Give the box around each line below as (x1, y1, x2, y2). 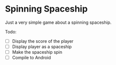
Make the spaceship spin (12, 49, 63, 55)
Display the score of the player (12, 38, 74, 44)
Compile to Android (12, 55, 51, 61)
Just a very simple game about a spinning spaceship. (5, 19, 112, 25)
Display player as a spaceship (12, 44, 72, 49)
